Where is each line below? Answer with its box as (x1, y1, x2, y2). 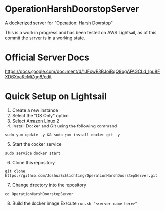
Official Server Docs (5, 52, 90, 63)
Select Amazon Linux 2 (12, 118, 59, 124)
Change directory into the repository (12, 182, 86, 188)
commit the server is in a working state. (5, 35, 85, 41)
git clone (5, 169, 26, 174)
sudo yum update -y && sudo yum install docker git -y (5, 132, 120, 137)
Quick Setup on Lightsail (5, 91, 107, 102)
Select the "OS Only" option (12, 112, 69, 118)
